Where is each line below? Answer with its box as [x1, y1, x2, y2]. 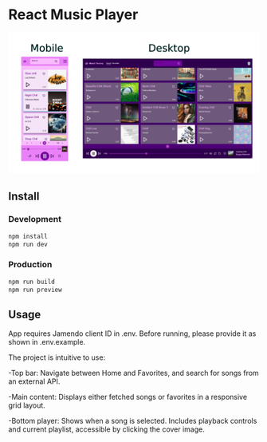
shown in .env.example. [8, 337, 86, 347]
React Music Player [8, 6, 139, 24]
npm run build [8, 278, 56, 286]
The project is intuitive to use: [8, 353, 106, 362]
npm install [8, 233, 48, 241]
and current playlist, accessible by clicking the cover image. [8, 424, 206, 434]
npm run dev [8, 241, 48, 249]
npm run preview [8, 286, 62, 294]
